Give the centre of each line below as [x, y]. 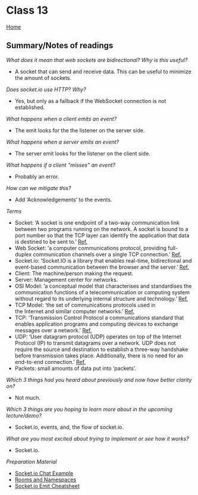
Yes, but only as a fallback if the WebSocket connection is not [90, 101]
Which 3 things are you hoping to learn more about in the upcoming [89, 409]
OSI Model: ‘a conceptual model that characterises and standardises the [103, 286]
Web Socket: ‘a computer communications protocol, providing [91, 248]
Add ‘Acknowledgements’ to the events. [63, 200]
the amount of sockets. [43, 77]
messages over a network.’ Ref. [53, 330]
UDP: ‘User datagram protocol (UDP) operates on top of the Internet [98, 337]
